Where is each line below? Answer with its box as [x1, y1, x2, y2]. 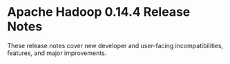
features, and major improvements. [7, 49, 107, 57]
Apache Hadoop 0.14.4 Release [7, 4, 191, 20]
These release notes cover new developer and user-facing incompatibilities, [7, 41, 224, 50]
